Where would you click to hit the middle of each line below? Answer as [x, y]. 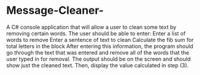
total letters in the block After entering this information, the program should [100, 46]
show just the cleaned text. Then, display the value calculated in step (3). [98, 65]
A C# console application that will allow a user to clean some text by [92, 27]
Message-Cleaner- [55, 10]
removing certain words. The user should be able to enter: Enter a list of [96, 33]
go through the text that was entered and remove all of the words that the [98, 52]
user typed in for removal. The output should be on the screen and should [98, 59]
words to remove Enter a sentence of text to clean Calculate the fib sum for [100, 40]
